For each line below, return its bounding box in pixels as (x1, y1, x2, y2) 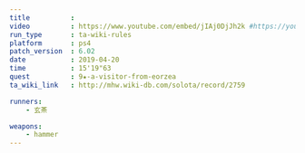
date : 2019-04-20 (9, 55, 120, 64)
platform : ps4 (9, 38, 92, 48)
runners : (9, 97, 43, 106)
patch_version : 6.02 (9, 47, 95, 56)
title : (9, 13, 75, 23)
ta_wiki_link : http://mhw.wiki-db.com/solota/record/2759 (9, 81, 246, 90)
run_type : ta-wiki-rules (9, 30, 132, 39)
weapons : (9, 121, 43, 131)
